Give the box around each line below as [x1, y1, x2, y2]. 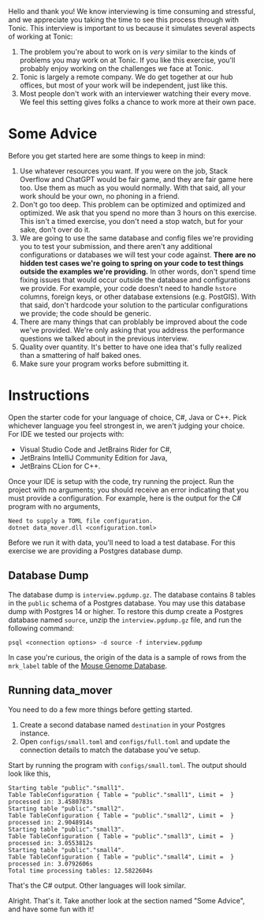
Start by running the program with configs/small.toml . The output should [8, 760, 247, 769]
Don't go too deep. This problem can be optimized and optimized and [19, 199, 246, 209]
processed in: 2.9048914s [8, 818, 93, 826]
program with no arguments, [8, 501, 101, 511]
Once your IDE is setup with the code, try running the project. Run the [8, 476, 234, 486]
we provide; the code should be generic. [19, 308, 151, 318]
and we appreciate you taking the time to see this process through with [8, 15, 239, 24]
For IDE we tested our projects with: [8, 429, 125, 438]
